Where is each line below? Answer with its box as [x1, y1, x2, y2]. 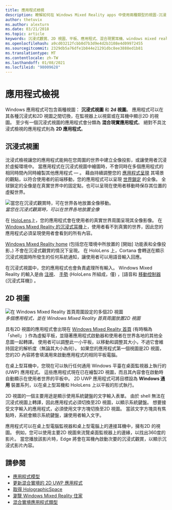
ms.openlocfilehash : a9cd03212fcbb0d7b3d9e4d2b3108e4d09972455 [5, 41, 143, 46]
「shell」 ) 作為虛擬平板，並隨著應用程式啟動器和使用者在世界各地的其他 [5, 332, 159, 338]
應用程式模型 [12, 473, 40, 479]
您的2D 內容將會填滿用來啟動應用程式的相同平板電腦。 [5, 351, 120, 357]
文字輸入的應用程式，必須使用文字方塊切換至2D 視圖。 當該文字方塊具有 [9, 405, 162, 411]
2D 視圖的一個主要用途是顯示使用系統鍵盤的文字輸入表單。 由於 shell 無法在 [5, 392, 165, 399]
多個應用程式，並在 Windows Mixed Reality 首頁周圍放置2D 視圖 [5, 315, 141, 321]
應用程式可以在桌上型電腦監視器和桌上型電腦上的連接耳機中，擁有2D [5, 423, 150, 429]
